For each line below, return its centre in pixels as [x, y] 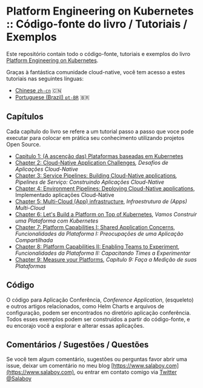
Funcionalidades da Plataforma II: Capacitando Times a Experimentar [103, 253]
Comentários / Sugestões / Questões [78, 345]
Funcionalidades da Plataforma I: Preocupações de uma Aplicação [99, 234]
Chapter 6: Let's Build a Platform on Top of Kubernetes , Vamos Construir [106, 214]
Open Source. [24, 144]
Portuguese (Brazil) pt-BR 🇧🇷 [52, 97]
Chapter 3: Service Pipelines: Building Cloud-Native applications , [96, 175]
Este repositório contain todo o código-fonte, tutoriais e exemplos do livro [98, 54]
